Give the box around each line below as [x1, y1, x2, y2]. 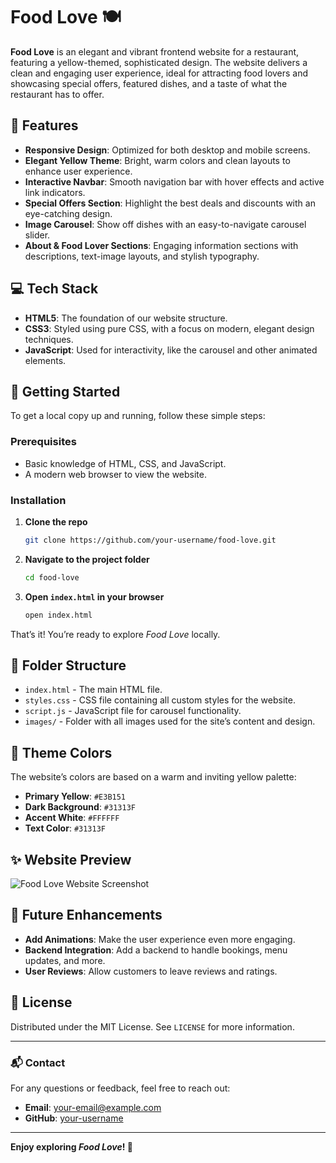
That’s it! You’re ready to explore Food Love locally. [10, 628, 221, 640]
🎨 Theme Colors [10, 744, 113, 761]
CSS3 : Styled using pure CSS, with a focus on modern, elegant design [24, 322, 315, 334]
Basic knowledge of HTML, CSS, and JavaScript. [24, 457, 227, 469]
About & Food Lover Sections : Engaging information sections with [24, 239, 299, 251]
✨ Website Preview [10, 851, 132, 868]
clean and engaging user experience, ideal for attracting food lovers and [10, 67, 309, 79]
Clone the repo [24, 515, 88, 528]
